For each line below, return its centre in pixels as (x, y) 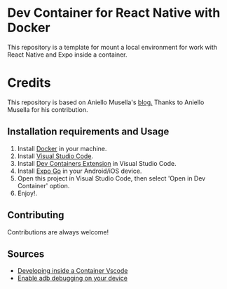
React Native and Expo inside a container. (67, 55)
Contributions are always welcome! (58, 232)
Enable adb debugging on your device (73, 279)
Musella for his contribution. (48, 109)
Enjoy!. (27, 193)
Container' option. (43, 185)
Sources (26, 254)
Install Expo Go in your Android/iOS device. (80, 171)
